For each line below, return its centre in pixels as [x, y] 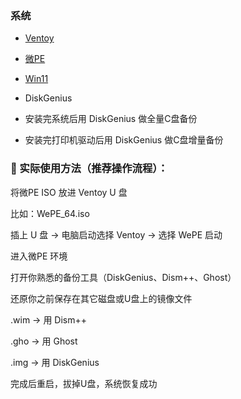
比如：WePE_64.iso [50, 213]
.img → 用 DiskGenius [55, 362]
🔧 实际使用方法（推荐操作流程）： [89, 169]
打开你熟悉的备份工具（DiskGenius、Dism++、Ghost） [123, 277]
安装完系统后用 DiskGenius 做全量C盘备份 [111, 119]
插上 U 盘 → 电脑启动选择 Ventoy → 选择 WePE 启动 [116, 234]
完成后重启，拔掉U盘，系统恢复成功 [84, 383]
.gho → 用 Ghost [44, 341]
